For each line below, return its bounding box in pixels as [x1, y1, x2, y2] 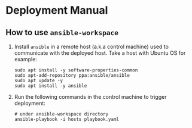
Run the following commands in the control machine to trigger [14, 93, 167, 100]
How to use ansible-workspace [5, 27, 119, 38]
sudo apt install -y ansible [14, 83, 87, 89]
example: [14, 56, 37, 63]
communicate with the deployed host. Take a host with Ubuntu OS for [14, 49, 186, 57]
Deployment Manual [5, 4, 108, 17]
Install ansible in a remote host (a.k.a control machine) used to [14, 43, 169, 50]
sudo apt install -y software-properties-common [14, 67, 138, 73]
